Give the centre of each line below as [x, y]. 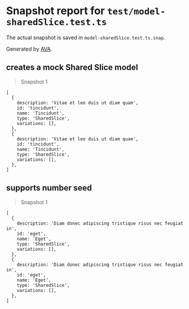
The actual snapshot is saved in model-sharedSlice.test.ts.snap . [86, 37]
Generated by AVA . [29, 49]
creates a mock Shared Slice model [72, 68]
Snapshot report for [56, 11]
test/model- [136, 11]
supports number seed [49, 188]
